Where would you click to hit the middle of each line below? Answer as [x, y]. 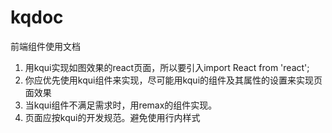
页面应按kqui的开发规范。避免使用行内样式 [112, 117]
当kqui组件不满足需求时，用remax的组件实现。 [121, 105]
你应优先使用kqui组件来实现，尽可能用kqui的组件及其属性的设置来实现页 [173, 80]
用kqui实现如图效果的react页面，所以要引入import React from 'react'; [167, 67]
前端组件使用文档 [45, 46]
